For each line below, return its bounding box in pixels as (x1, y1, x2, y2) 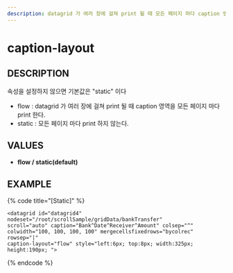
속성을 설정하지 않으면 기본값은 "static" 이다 (7, 87, 127, 95)
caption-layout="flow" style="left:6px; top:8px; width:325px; (7, 240, 194, 247)
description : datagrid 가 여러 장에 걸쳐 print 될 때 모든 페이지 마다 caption (7, 10, 221, 17)
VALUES (7, 140, 44, 151)
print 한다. (17, 110, 46, 119)
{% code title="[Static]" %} (7, 197, 85, 205)
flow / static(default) (17, 158, 78, 167)
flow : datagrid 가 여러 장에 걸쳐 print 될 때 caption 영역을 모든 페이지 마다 (17, 101, 221, 110)
